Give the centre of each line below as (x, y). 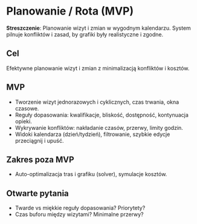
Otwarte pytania (38, 193)
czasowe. (27, 108)
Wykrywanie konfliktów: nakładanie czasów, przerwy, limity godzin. (99, 127)
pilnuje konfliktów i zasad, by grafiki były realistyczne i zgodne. (85, 34)
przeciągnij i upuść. (40, 140)
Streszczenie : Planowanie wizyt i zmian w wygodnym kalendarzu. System (99, 28)
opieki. (23, 121)
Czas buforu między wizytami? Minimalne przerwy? (79, 214)
